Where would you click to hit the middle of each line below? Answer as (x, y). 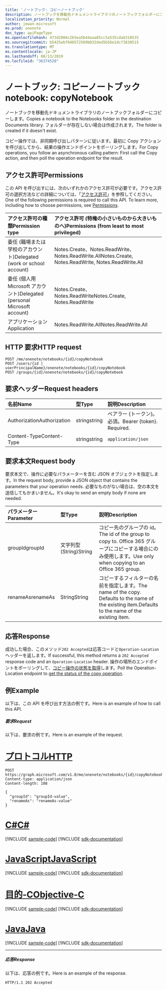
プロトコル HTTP (39, 757)
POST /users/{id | (24, 363)
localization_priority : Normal (38, 19)
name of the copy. (120, 592)
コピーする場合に (133, 549)
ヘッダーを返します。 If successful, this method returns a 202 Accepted (77, 655)
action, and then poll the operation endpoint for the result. (64, 158)
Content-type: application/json (39, 779)
